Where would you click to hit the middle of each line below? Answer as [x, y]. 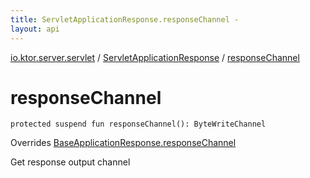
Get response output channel [70, 162]
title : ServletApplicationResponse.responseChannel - [125, 19]
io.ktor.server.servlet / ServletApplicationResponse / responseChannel [155, 57]
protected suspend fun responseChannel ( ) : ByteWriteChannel [138, 124]
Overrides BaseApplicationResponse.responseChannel [123, 143]
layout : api [35, 29]
